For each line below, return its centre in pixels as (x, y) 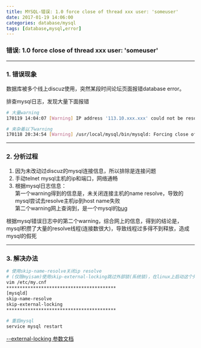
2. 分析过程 (22, 157)
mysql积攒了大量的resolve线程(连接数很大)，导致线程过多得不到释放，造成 (98, 228)
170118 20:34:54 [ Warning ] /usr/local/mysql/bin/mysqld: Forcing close (97, 135)
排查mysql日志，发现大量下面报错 (48, 101)
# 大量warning (23, 112)
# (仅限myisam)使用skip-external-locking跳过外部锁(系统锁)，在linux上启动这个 (99, 277)
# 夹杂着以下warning (29, 129)
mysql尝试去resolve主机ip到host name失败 (68, 200)
